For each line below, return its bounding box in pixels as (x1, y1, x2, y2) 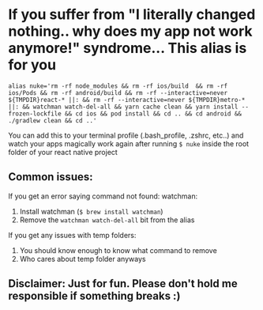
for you (8, 56, 57, 74)
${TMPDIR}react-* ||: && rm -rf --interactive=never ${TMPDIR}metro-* (8, 96, 246, 104)
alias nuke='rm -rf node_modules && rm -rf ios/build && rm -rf (8, 81, 227, 90)
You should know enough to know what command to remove (19, 245, 217, 255)
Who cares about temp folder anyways (19, 254, 146, 263)
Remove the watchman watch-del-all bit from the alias (19, 215, 195, 225)
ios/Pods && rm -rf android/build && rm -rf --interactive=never (8, 89, 227, 96)
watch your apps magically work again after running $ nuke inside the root (8, 138, 250, 148)
